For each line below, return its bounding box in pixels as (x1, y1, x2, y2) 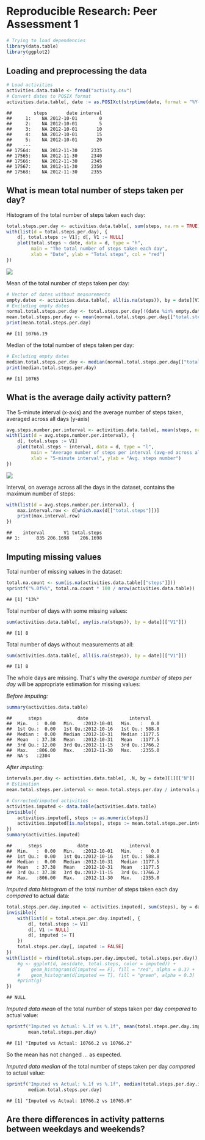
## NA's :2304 (6, 753, 51, 759)
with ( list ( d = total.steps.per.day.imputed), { (17, 915, 140, 921)
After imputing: (6, 764, 44, 771)
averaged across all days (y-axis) (6, 415, 90, 422)
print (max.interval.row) (17, 513, 81, 519)
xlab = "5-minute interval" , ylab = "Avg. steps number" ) (31, 455, 182, 461)
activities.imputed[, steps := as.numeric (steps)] (17, 814, 149, 821)
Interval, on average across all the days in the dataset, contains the (6, 483, 175, 491)
